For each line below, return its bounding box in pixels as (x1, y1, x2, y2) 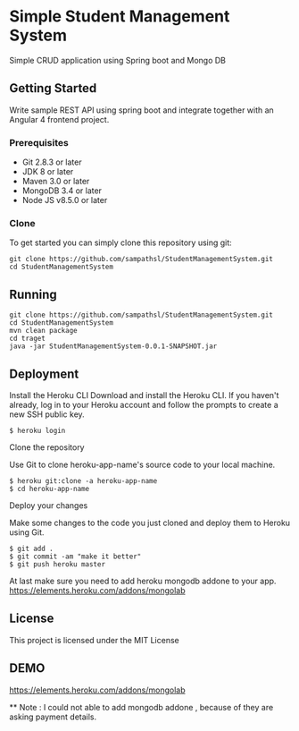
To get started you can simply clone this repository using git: (9, 237, 232, 248)
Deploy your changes (9, 499, 88, 511)
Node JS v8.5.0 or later (21, 195, 108, 206)
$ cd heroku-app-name (9, 484, 90, 493)
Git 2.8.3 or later (21, 157, 82, 167)
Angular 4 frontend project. (9, 114, 110, 124)
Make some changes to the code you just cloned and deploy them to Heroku (9, 517, 291, 528)
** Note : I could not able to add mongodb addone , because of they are (9, 701, 274, 712)
